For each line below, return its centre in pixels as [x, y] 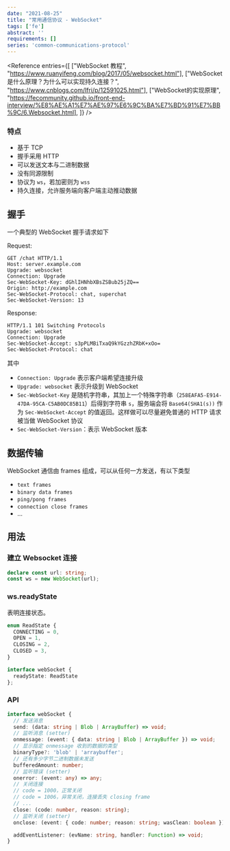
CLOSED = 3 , [30, 651]
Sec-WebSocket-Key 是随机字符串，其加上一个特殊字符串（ [98, 395]
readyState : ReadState [46, 676]
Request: [20, 246]
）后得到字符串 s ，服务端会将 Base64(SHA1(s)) [150, 404]
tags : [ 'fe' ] [26, 26]
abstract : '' [26, 33]
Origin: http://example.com [47, 289]
